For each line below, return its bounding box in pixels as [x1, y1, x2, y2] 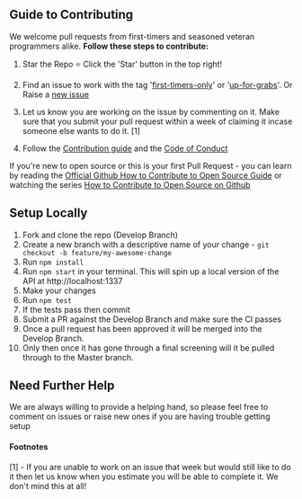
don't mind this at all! [9, 480, 87, 491]
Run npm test [22, 294, 72, 305]
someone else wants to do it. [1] [22, 125, 141, 136]
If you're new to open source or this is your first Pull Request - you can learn [9, 160, 292, 171]
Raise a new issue [22, 89, 90, 100]
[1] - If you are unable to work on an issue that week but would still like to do [9, 461, 292, 472]
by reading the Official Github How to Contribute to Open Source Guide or [9, 170, 283, 181]
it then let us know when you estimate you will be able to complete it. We [9, 471, 279, 482]
